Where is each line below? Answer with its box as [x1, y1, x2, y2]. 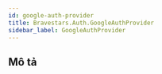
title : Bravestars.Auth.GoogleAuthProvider [8, 19, 155, 27]
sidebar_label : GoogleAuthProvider [8, 26, 126, 34]
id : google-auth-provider [8, 11, 94, 20]
